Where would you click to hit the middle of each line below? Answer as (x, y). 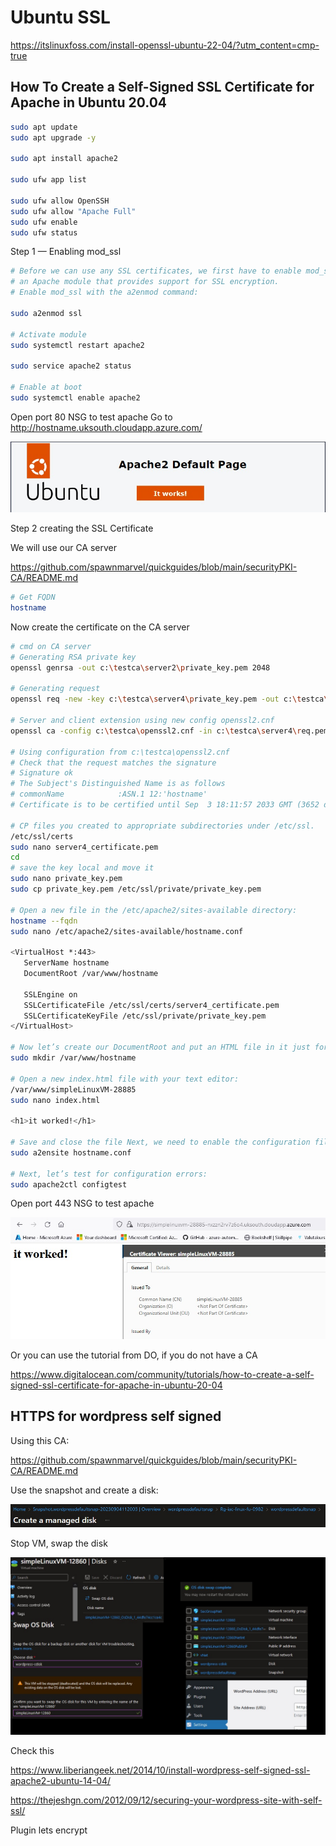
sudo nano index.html (55, 1100)
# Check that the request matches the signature (113, 762)
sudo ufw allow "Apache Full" (73, 211)
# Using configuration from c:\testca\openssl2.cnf (120, 752)
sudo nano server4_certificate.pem (84, 847)
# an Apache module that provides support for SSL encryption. (145, 282)
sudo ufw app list (48, 180)
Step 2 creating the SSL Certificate (82, 528)
